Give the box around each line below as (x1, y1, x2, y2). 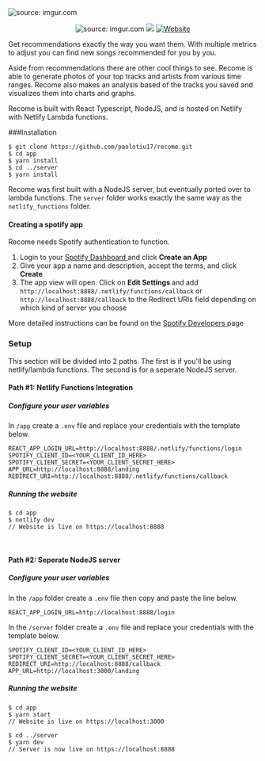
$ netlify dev (8, 516, 55, 524)
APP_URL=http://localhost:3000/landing (8, 667, 140, 675)
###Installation (8, 128, 57, 137)
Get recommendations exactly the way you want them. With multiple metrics (8, 40, 257, 48)
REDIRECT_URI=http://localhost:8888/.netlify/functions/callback (8, 472, 228, 480)
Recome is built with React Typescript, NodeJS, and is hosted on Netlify (8, 104, 243, 113)
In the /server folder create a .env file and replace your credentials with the (8, 622, 255, 632)
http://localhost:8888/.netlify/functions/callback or (19, 286, 203, 296)
